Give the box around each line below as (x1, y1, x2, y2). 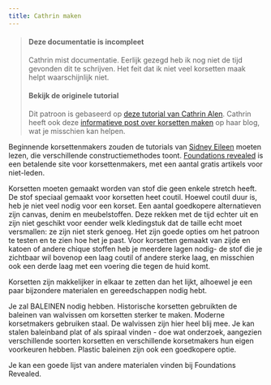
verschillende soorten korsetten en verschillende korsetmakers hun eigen (8, 336, 254, 346)
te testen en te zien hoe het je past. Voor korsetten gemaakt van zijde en (8, 236, 251, 245)
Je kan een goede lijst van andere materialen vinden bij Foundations (8, 361, 237, 370)
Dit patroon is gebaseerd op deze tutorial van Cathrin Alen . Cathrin (28, 109, 252, 119)
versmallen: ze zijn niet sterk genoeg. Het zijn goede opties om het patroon (8, 227, 260, 236)
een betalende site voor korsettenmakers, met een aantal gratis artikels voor (8, 159, 264, 169)
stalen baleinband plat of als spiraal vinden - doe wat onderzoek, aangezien (8, 327, 262, 337)
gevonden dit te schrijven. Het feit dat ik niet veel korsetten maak (28, 63, 246, 73)
